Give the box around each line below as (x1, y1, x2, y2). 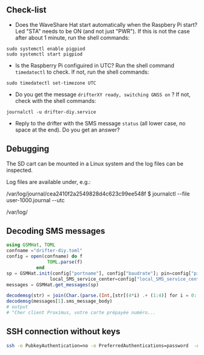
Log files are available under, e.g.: (6, 178, 91, 185)
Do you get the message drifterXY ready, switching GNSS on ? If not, (15, 91, 191, 98)
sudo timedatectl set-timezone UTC (6, 80, 97, 86)
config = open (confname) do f (6, 253, 83, 259)
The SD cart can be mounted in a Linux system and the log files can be (6, 160, 184, 167)
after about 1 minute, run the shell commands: (15, 33, 130, 41)
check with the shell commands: (15, 97, 97, 104)
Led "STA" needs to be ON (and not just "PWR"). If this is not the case (15, 27, 190, 35)
